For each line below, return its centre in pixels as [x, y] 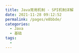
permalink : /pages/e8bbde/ [33, 19]
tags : [11, 38]
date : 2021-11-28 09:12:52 [33, 15]
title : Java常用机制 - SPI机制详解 [39, 10]
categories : [18, 24]
